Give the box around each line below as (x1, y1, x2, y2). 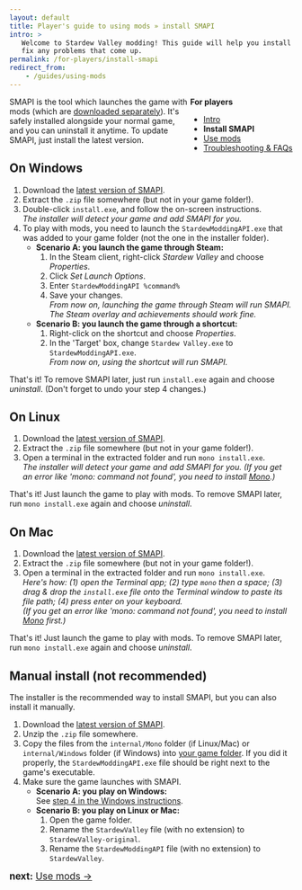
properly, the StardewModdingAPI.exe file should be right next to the (22, 757, 271, 768)
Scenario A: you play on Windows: (35, 786, 168, 797)
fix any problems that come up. (21, 47, 143, 56)
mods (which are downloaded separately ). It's (9, 105, 180, 117)
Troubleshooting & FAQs (203, 142, 293, 153)
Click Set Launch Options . (49, 271, 147, 281)
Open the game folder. (49, 814, 133, 825)
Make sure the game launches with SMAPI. (22, 777, 182, 787)
